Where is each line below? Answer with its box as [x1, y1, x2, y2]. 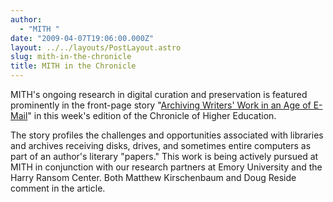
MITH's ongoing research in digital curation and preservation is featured [10, 89, 308, 100]
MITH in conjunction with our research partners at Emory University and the [10, 161, 323, 173]
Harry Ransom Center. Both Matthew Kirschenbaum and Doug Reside [10, 172, 297, 183]
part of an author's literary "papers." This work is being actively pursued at [10, 151, 319, 162]
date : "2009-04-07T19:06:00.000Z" [10, 33, 155, 43]
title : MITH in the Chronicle [10, 61, 137, 71]
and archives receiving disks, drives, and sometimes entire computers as [10, 140, 312, 151]
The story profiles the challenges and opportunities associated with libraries [10, 129, 324, 141]
